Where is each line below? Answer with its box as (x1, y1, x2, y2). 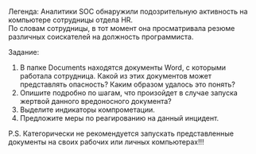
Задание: (8, 48, 40, 56)
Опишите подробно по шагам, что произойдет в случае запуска (19, 88, 239, 98)
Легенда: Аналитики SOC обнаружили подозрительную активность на (8, 7, 248, 16)
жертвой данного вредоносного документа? (19, 97, 173, 106)
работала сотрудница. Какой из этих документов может (19, 71, 212, 80)
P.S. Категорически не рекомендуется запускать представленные (8, 129, 235, 138)
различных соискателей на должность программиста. (8, 32, 194, 41)
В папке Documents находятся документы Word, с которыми (19, 63, 227, 72)
